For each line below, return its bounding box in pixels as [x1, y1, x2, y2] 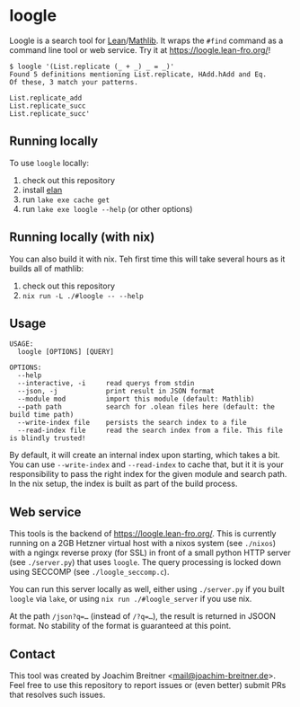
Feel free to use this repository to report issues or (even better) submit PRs [9, 680, 287, 690]
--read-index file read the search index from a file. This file [17, 426, 283, 436]
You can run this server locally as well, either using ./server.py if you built [9, 584, 285, 595]
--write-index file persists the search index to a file [17, 419, 247, 428]
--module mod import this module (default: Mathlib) [17, 394, 255, 404]
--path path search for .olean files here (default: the [17, 402, 276, 411]
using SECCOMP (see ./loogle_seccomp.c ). [9, 567, 170, 578]
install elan [22, 184, 63, 195]
